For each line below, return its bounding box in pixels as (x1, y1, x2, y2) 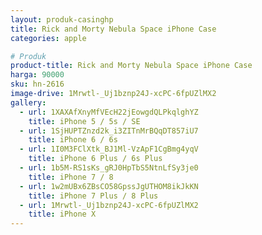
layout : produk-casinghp (10, 14, 114, 25)
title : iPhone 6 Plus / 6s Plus (28, 154, 163, 164)
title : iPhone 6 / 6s (28, 135, 118, 145)
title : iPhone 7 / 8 (28, 172, 114, 182)
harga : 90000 (10, 70, 65, 80)
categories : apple (10, 33, 87, 43)
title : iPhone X (28, 209, 97, 220)
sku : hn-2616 (10, 79, 65, 90)
